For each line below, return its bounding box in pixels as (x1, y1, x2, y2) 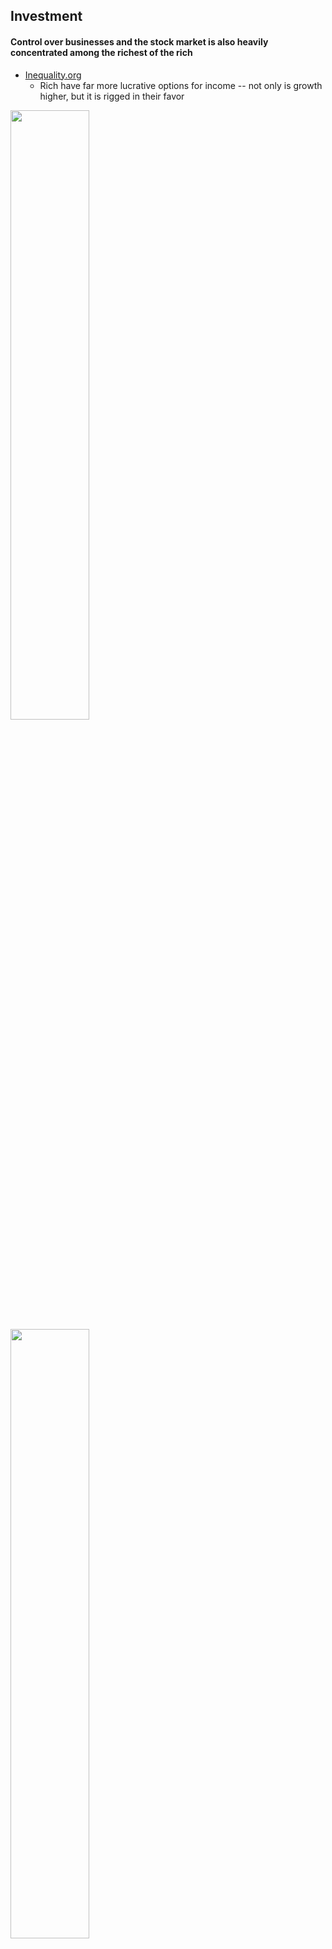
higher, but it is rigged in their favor (39, 90, 185, 102)
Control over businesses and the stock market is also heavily (10, 35, 269, 48)
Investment (10, 8, 83, 25)
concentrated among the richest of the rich (10, 46, 193, 58)
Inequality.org (24, 69, 82, 81)
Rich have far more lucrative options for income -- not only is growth (39, 79, 323, 91)
